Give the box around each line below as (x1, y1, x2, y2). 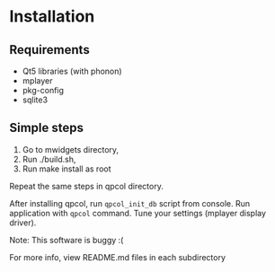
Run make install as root (22, 163, 111, 174)
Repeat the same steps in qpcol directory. (9, 180, 164, 191)
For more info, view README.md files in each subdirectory (9, 251, 226, 262)
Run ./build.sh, (22, 154, 76, 164)
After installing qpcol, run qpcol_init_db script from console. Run (9, 197, 251, 208)
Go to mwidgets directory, (22, 144, 120, 154)
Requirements (9, 42, 90, 57)
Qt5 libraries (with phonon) (22, 66, 123, 76)
